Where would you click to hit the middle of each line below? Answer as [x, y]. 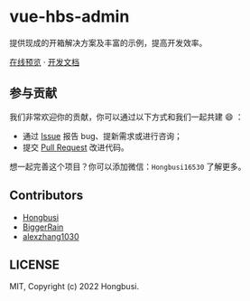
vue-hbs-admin [69, 17]
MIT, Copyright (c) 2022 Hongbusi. [74, 287]
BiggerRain [43, 227]
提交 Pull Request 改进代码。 [75, 147]
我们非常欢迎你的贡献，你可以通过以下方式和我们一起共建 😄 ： [126, 117]
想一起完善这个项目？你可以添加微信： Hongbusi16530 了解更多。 [128, 166]
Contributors [46, 196]
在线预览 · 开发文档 [44, 61]
